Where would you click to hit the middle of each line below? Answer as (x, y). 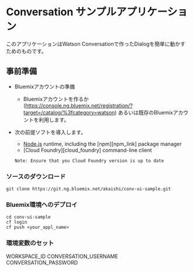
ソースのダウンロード (36, 176)
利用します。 (54, 120)
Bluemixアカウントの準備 (45, 86)
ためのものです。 (26, 51)
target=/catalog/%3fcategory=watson (69, 112)
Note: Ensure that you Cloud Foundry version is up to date (89, 161)
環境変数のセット (30, 243)
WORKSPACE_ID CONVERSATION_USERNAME (62, 256)
